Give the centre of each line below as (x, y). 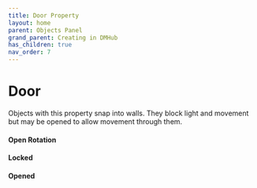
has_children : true (40, 45)
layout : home (30, 23)
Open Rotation (32, 140)
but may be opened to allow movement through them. (95, 121)
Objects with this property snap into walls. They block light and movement (128, 113)
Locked (20, 158)
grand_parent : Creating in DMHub (63, 38)
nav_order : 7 (30, 52)
